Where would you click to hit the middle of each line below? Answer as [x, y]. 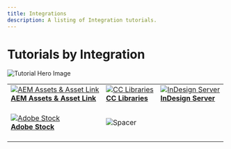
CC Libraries [127, 98]
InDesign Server [188, 98]
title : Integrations [37, 14]
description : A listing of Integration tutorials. [82, 20]
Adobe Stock [33, 127]
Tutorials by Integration [76, 54]
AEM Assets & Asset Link [54, 98]
